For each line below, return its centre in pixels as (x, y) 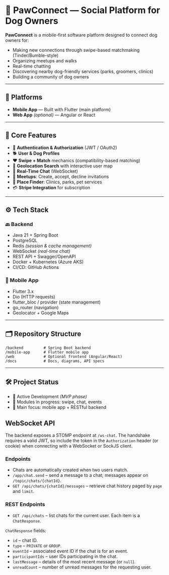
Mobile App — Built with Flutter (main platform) (62, 109)
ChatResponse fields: (26, 530)
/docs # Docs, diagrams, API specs (55, 361)
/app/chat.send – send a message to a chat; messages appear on (80, 475)
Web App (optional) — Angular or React (54, 115)
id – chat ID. (25, 540)
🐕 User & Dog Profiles (36, 153)
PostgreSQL (25, 241)
